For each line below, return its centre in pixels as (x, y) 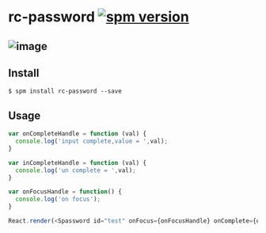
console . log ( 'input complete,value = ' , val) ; (92, 141)
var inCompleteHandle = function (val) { (78, 162)
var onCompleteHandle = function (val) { (78, 134)
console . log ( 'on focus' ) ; (58, 199)
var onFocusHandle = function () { (65, 192)
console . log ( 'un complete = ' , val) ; (76, 170)
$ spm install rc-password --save (65, 91)
